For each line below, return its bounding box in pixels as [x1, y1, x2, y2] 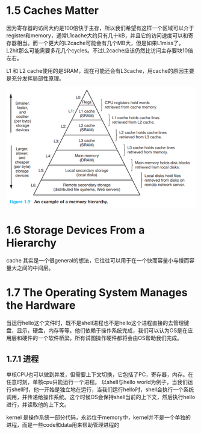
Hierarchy [6, 236, 57, 250]
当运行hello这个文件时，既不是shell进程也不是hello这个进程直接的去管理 [6, 320, 184, 327]
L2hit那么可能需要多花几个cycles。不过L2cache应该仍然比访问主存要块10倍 [6, 46, 194, 54]
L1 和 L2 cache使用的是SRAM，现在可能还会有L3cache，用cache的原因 [6, 67, 184, 74]
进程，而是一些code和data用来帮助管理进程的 [6, 421, 120, 428]
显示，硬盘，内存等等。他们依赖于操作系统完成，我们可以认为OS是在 [16, 327, 188, 334]
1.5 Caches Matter [6, 4, 99, 17]
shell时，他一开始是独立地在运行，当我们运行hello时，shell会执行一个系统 [11, 386, 194, 393]
